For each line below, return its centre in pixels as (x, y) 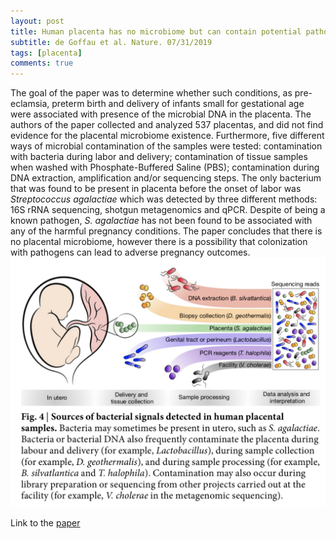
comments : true (42, 63)
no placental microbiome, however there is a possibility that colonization (159, 242)
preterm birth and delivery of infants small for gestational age (178, 104)
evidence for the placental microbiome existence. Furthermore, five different (167, 136)
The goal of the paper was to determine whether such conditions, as (151, 93)
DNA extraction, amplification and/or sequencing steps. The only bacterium (166, 178)
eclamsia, (30, 104)
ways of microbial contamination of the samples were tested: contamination (166, 146)
